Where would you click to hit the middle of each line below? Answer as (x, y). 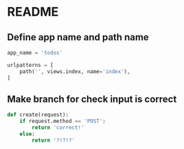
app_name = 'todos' (35, 53)
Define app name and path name (78, 37)
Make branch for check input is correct (92, 99)
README (33, 12)
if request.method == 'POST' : (63, 121)
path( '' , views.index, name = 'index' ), (75, 71)
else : (27, 134)
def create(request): (38, 115)
